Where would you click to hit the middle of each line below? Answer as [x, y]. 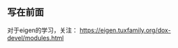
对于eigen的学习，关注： [43, 30]
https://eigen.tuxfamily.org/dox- [126, 30]
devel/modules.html [35, 38]
